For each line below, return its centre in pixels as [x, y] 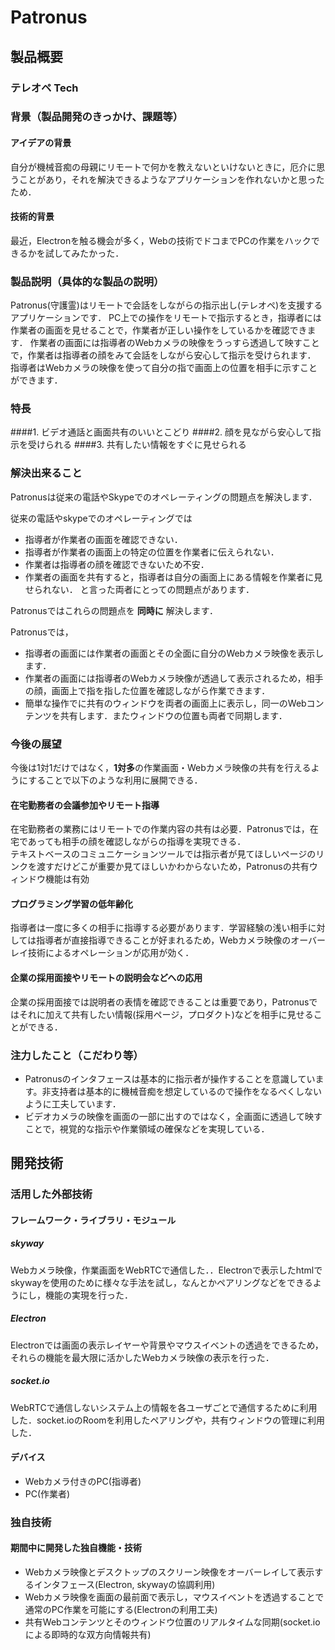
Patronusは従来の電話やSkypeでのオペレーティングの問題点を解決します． [164, 497]
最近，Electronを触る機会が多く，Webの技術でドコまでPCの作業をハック [161, 240]
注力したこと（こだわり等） [77, 1055]
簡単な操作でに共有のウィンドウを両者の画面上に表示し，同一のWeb [165, 703]
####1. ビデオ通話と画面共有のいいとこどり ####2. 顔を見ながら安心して [161, 432]
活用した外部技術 [51, 1194]
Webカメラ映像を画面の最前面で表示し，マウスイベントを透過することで [174, 1597]
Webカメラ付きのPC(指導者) [83, 1481]
